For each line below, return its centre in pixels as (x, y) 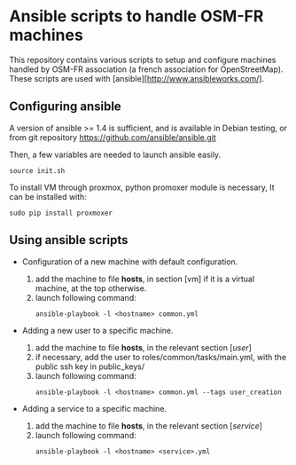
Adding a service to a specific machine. (94, 408)
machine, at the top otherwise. (91, 288)
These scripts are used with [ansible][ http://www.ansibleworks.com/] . (137, 78)
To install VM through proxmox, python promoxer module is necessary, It (142, 187)
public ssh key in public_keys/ (90, 366)
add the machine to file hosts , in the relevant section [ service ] (149, 426)
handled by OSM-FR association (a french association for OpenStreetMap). (146, 69)
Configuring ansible (65, 107)
